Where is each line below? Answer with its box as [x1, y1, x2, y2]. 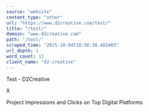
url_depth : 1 [6, 48, 39, 54]
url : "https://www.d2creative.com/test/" [6, 20, 111, 26]
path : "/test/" [6, 37, 44, 43]
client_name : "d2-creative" [6, 59, 77, 65]
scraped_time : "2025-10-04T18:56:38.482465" [6, 43, 119, 49]
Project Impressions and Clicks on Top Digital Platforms [6, 98, 143, 105]
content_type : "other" [6, 14, 63, 20]
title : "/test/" [6, 25, 47, 32]
